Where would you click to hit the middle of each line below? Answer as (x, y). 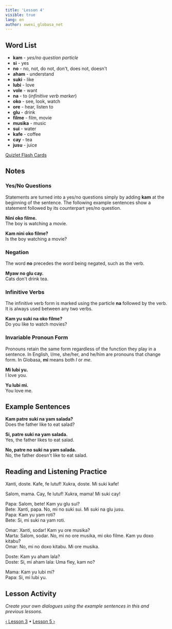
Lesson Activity (31, 594)
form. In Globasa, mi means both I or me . (49, 360)
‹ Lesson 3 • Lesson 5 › (30, 622)
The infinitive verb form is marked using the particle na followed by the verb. (86, 303)
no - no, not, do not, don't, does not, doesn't (60, 69)
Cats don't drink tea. (27, 279)
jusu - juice (25, 145)
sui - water (24, 129)
